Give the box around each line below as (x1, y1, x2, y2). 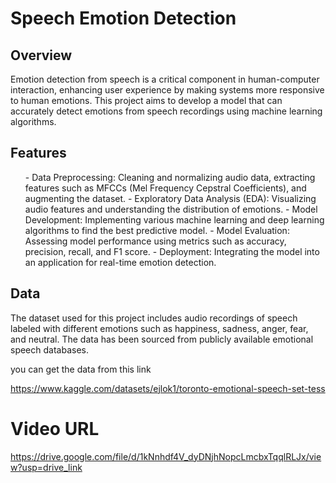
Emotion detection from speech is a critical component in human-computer (10, 73, 320, 85)
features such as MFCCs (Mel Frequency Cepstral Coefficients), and (24, 182, 307, 194)
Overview (10, 47, 73, 64)
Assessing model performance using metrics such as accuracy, (24, 235, 287, 247)
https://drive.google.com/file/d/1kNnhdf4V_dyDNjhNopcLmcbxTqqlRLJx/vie (10, 450, 322, 462)
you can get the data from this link (10, 363, 152, 375)
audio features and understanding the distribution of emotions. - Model (24, 203, 318, 215)
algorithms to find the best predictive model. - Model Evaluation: (24, 224, 290, 236)
